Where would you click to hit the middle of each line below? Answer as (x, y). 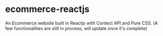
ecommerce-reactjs (47, 9)
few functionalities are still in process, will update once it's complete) (76, 28)
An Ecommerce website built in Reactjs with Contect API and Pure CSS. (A (81, 23)
